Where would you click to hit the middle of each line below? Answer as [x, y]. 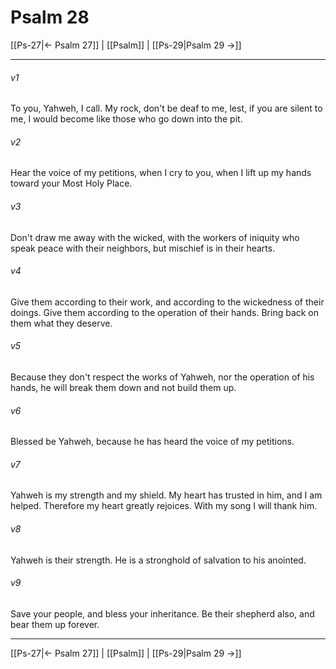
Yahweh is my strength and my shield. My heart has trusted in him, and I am [166, 495]
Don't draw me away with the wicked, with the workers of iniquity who [155, 237]
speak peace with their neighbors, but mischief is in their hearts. [143, 248]
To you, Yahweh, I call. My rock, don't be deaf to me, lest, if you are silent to [166, 108]
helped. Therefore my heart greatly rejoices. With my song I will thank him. [164, 506]
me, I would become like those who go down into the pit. [126, 119]
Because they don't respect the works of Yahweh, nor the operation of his [162, 377]
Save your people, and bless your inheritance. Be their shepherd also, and [162, 613]
